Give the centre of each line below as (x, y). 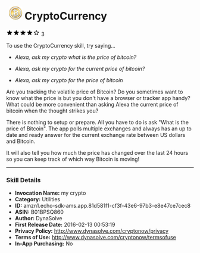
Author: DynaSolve (38, 218)
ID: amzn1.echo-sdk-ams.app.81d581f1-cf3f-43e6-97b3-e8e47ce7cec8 (103, 206)
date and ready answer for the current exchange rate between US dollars (96, 135)
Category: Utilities (37, 199)
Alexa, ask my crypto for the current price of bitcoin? (80, 68)
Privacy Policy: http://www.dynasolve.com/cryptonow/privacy (91, 231)
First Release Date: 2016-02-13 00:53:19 (65, 225)
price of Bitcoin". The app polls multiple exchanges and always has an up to (99, 129)
